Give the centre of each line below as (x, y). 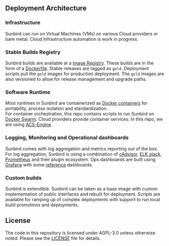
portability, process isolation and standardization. (57, 108)
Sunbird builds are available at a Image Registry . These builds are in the (79, 63)
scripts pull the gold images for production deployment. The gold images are (85, 74)
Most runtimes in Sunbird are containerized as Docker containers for (76, 103)
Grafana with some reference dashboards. (49, 165)
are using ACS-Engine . (29, 125)
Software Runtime (28, 92)
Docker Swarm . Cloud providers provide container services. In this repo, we (84, 119)
